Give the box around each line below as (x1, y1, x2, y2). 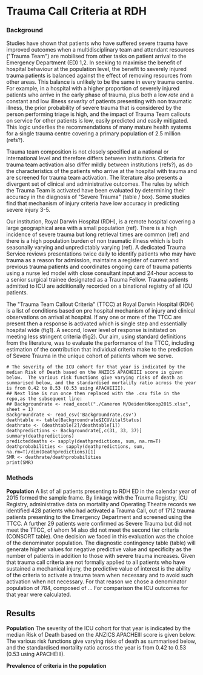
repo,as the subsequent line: (6, 396, 83, 402)
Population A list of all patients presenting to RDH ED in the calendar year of (6, 487, 197, 495)
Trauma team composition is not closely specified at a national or (6, 148, 169, 155)
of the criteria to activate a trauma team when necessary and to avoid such (6, 571, 194, 578)
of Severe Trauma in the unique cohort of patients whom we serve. (6, 352, 174, 359)
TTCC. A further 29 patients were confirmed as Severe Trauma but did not (6, 520, 192, 527)
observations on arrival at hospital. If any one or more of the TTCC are (6, 314, 182, 321)
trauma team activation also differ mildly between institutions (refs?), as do (6, 161, 193, 168)
